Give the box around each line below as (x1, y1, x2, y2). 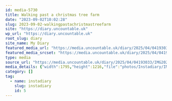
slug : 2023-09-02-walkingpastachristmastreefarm (5, 21, 111, 27)
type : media (5, 55, 31, 60)
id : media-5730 (5, 7, 38, 13)
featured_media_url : (5, 45, 50, 50)
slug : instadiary (14, 83, 52, 88)
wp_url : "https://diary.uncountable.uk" (5, 31, 93, 36)
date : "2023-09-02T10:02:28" (5, 17, 68, 22)
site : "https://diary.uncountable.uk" (5, 27, 88, 32)
